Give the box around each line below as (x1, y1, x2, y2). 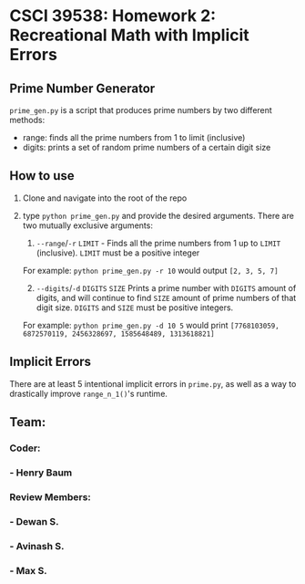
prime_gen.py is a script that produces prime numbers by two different (9, 105, 273, 115)
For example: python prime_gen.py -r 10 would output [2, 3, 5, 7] (22, 265, 280, 276)
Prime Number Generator (9, 80, 156, 96)
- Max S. (9, 564, 47, 577)
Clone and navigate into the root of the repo (22, 193, 188, 203)
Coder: (9, 442, 41, 454)
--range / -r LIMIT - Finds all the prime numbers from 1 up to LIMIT (36, 237, 281, 248)
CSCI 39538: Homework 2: (9, 5, 217, 26)
